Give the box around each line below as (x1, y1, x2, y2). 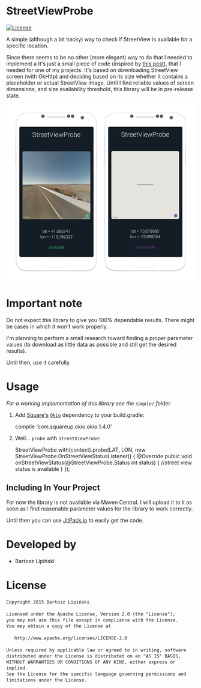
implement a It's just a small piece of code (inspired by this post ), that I (6, 60, 181, 67)
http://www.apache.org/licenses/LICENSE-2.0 (14, 635, 128, 641)
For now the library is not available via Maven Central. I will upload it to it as (6, 498, 193, 506)
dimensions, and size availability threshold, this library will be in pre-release (6, 85, 193, 92)
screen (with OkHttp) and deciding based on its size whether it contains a (6, 73, 188, 80)
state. (6, 92, 20, 99)
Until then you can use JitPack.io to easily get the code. (6, 516, 144, 524)
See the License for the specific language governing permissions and (6, 671, 187, 677)
